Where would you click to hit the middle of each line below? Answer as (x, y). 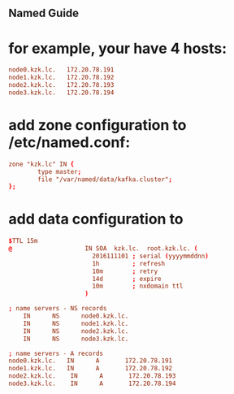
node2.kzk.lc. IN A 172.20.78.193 (92, 376)
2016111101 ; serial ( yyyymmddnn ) (150, 256)
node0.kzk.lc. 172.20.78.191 (61, 70)
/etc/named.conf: (69, 143)
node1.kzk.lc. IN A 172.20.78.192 (91, 369)
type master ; (60, 171)
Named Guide (44, 13)
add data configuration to (96, 219)
